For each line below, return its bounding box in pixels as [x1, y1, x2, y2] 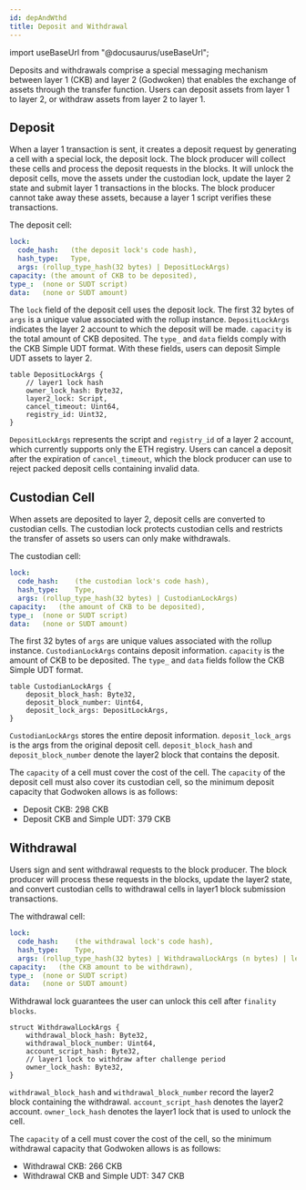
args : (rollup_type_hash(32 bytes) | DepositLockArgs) [17, 262, 230, 271]
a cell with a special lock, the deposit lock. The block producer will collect [9, 154, 286, 165]
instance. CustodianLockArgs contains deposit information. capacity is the [9, 646, 285, 656]
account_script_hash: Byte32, [25, 1047, 141, 1056]
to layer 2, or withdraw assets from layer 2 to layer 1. [9, 93, 207, 105]
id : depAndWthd [9, 13, 67, 23]
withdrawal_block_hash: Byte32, [25, 1031, 148, 1041]
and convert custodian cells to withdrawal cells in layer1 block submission [9, 884, 286, 895]
